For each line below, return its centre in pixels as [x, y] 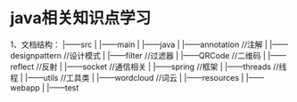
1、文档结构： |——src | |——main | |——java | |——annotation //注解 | [139, 44]
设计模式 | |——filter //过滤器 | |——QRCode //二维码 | [168, 55]
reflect [22, 67]
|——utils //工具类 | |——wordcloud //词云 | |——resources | [134, 77]
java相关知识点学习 [81, 18]
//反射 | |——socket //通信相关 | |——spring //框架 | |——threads [153, 67]
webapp [25, 87]
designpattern [36, 55]
